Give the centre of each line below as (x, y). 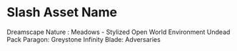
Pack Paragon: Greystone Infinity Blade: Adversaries (84, 39)
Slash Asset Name (62, 12)
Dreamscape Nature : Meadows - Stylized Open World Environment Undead (118, 32)
